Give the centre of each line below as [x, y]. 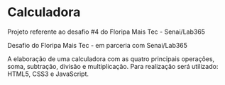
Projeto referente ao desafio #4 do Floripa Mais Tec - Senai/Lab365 [106, 32]
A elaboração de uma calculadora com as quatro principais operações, [111, 59]
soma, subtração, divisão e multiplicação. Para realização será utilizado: [113, 66]
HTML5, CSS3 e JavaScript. [48, 74]
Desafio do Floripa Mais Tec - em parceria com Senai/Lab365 [98, 45]
